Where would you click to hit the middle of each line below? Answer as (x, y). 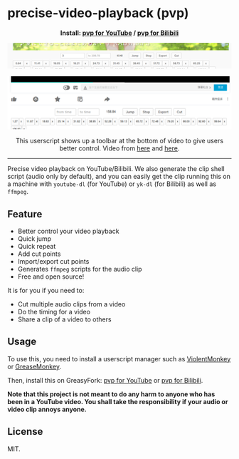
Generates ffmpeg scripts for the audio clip (80, 269)
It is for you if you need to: (46, 290)
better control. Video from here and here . (119, 148)
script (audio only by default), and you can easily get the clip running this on (119, 177)
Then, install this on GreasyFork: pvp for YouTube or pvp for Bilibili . (105, 380)
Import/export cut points (53, 261)
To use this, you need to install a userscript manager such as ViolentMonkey (119, 359)
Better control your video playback (68, 231)
